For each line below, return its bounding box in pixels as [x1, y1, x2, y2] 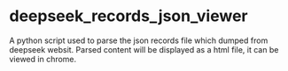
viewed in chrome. [9, 53, 77, 64]
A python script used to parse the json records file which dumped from [9, 35, 269, 46]
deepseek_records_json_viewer [9, 6, 248, 26]
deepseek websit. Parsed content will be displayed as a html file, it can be [9, 44, 279, 54]
